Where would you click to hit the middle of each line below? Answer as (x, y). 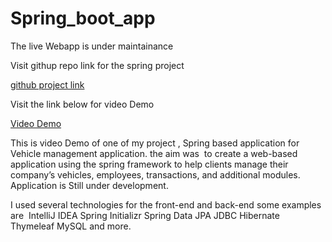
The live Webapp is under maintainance (92, 46)
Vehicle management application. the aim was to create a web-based (154, 153)
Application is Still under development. (89, 185)
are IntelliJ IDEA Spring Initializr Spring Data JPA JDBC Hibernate (145, 215)
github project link (47, 84)
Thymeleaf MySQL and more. (71, 226)
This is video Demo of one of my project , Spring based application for (155, 143)
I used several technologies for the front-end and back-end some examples (166, 204)
